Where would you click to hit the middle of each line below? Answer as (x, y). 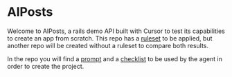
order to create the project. (46, 66)
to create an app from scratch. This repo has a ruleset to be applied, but (110, 38)
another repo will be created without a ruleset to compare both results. (108, 45)
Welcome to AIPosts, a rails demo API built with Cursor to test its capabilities (116, 31)
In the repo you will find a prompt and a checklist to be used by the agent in (115, 58)
